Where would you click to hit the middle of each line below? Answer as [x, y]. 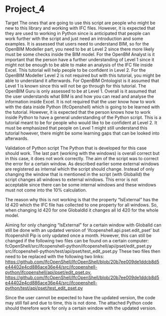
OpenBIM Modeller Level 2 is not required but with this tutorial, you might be [83, 75]
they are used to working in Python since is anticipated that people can [78, 33]
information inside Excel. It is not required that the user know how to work [81, 101]
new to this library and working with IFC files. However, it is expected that [80, 28]
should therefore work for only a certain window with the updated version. [81, 308]
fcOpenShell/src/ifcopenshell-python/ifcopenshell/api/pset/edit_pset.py [79, 246]
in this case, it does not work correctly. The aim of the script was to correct [82, 158]
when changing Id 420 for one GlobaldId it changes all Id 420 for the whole [82, 210]
